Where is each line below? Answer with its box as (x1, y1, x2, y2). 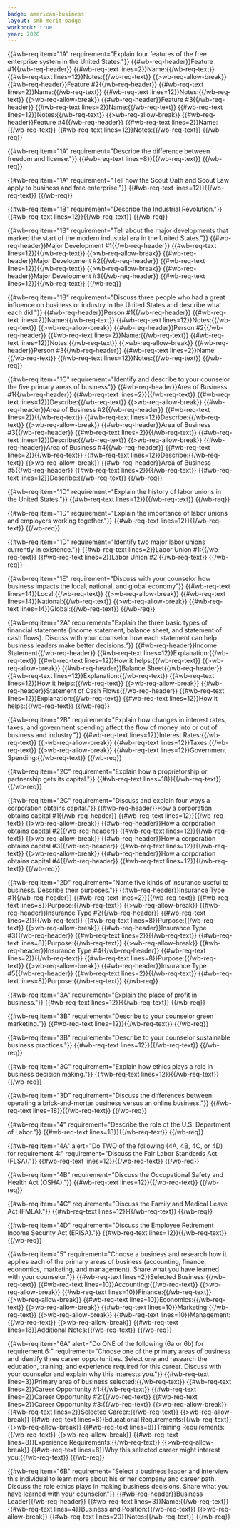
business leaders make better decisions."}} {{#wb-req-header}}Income (7, 641, 218, 650)
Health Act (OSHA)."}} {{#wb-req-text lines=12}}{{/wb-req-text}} (7, 1178, 198, 1187)
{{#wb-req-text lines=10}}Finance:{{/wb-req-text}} (61, 1288, 212, 1296)
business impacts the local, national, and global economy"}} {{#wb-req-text (7, 582, 230, 590)
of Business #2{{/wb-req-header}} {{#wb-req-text (61, 406, 210, 414)
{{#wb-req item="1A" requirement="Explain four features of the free (7, 50, 207, 58)
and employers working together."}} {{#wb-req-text (7, 516, 159, 525)
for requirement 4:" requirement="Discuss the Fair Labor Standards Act (7, 1149, 218, 1158)
